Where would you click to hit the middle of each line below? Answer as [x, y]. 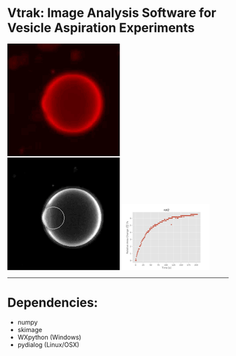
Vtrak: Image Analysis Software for [112, 13]
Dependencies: [53, 303]
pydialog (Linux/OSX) [48, 344]
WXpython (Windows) [50, 337]
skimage [30, 329]
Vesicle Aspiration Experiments [101, 28]
